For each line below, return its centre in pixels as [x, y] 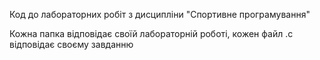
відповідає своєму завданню [71, 44]
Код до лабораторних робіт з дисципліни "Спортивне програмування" [160, 14]
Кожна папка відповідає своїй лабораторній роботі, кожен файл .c [151, 33]
